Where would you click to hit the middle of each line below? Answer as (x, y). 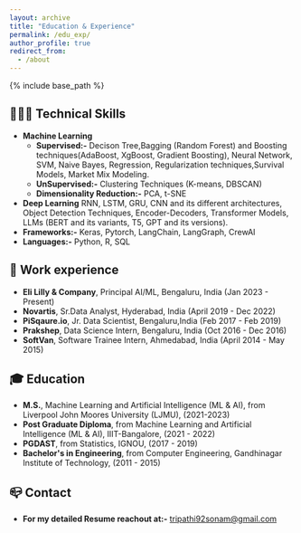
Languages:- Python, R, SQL (76, 242)
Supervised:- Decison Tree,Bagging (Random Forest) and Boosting (161, 145)
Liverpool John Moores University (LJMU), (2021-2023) (126, 415)
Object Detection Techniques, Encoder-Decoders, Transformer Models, (155, 213)
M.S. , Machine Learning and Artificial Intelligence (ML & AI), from (144, 405)
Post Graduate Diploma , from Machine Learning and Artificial (137, 424)
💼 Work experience (64, 270)
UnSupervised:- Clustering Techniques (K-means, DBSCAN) (149, 184)
